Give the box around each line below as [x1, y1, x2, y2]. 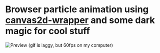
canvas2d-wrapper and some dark [5, 14, 155, 26]
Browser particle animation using [5, 4, 149, 15]
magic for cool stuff [5, 25, 90, 37]
